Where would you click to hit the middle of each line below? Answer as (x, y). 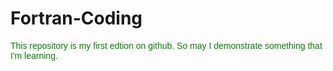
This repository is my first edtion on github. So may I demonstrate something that (166, 45)
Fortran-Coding (76, 18)
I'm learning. (34, 55)
